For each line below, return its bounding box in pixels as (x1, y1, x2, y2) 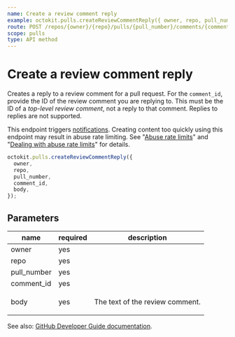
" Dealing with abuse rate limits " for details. (7, 141, 131, 149)
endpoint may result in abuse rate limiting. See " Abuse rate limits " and (7, 133, 208, 141)
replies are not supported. (7, 112, 83, 120)
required (58, 233, 87, 242)
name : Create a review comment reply (7, 10, 117, 17)
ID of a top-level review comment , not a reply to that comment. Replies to (7, 104, 218, 113)
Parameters (7, 212, 59, 224)
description (127, 233, 167, 242)
